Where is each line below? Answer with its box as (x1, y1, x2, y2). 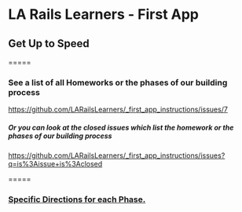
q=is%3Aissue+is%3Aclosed (8, 159, 103, 169)
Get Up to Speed (8, 37, 90, 50)
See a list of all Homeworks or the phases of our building (8, 77, 228, 88)
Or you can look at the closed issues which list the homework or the (8, 122, 234, 132)
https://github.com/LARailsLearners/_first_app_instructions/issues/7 (8, 104, 228, 115)
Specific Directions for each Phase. (8, 194, 146, 205)
